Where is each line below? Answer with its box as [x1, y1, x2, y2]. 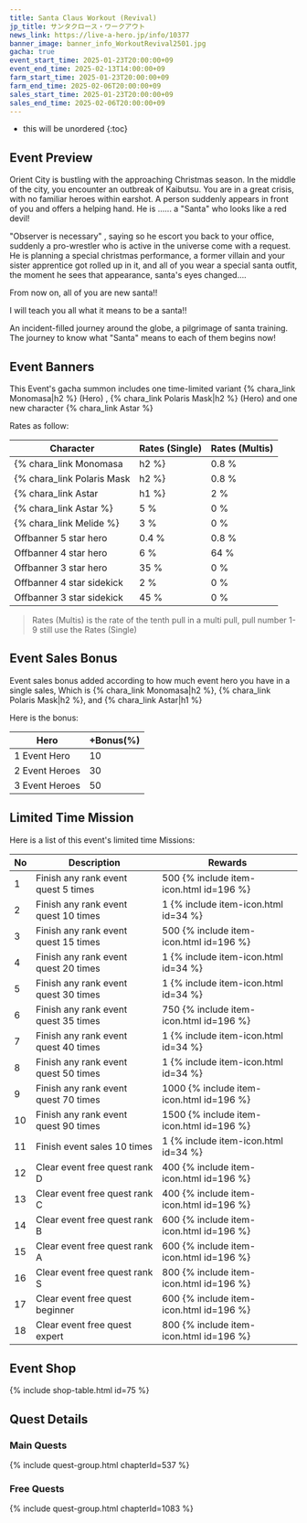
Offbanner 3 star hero [14, 561, 108, 574]
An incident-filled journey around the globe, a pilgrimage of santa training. [9, 323, 289, 334]
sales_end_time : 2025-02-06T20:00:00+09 [9, 98, 166, 108]
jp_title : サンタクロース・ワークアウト [9, 22, 146, 31]
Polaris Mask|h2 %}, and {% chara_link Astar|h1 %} [9, 694, 203, 705]
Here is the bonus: [9, 712, 79, 723]
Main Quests [9, 1439, 68, 1452]
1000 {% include [162, 1081, 236, 1094]
